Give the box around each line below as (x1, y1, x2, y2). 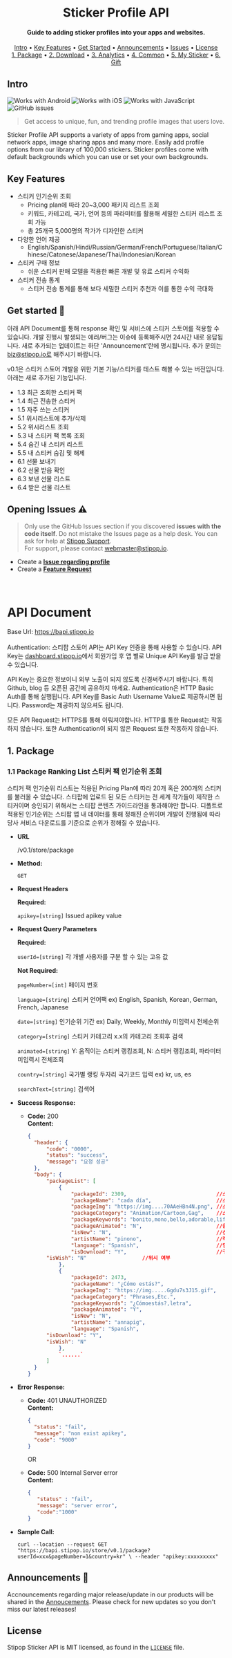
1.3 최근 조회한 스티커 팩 (17, 388, 83, 396)
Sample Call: (17, 1527, 55, 1536)
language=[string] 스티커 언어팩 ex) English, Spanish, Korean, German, (17, 995, 217, 1003)
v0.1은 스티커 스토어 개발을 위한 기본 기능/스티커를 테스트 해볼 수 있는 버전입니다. (7, 364, 224, 373)
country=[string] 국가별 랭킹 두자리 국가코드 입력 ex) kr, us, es (17, 1070, 192, 1078)
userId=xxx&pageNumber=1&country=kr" (17, 1553, 126, 1560)
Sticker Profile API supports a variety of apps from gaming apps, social (7, 131, 209, 139)
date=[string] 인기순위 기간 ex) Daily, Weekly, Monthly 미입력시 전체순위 (17, 1017, 220, 1025)
